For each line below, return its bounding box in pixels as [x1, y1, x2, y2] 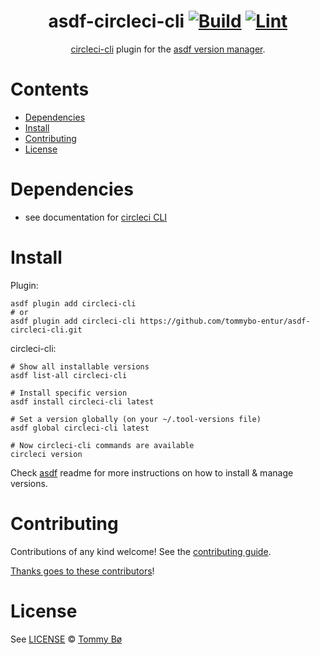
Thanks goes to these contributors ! [10, 565, 155, 577]
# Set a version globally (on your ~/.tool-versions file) [10, 414, 262, 424]
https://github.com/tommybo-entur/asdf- [139, 316, 311, 326]
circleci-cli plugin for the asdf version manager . [70, 43, 266, 55]
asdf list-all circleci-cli [10, 370, 128, 380]
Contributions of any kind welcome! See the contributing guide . [10, 545, 272, 557]
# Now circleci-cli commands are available [10, 440, 195, 450]
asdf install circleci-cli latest [10, 396, 155, 407]
